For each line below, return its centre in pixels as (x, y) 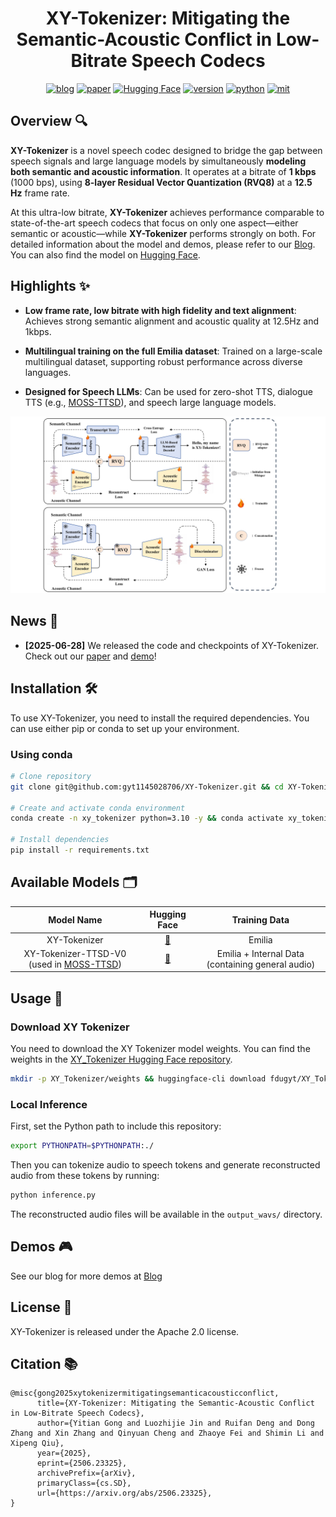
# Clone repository (51, 776)
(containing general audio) (261, 964)
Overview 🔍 (49, 121)
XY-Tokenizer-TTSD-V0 (75, 953)
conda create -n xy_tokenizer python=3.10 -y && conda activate (147, 818)
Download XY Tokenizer (70, 1027)
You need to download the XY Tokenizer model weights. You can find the (160, 1048)
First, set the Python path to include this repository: (116, 1126)
